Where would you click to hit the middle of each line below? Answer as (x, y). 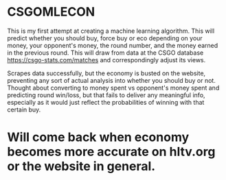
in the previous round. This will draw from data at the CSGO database (105, 53)
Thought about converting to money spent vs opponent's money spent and (113, 88)
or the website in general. (81, 167)
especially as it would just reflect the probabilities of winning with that (106, 102)
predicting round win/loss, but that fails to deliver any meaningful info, (106, 95)
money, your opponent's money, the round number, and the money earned (113, 45)
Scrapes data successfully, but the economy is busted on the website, (106, 73)
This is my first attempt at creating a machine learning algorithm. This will (111, 31)
